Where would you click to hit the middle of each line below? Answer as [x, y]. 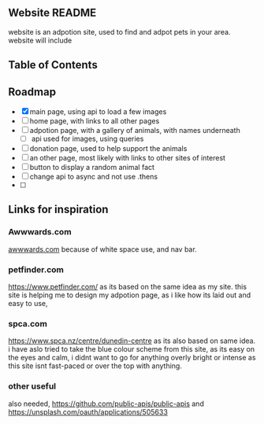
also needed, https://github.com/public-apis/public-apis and [106, 404]
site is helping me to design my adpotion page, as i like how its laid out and [129, 295]
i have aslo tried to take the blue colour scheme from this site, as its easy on [132, 349]
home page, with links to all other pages [95, 121]
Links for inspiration [58, 210]
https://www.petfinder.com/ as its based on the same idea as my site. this [127, 287]
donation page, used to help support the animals [108, 149]
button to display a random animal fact [92, 168]
